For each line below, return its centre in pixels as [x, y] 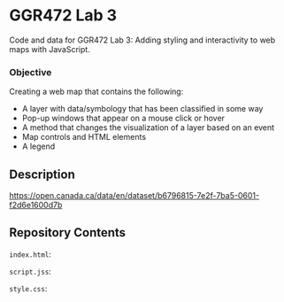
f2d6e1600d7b [36, 205]
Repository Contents [68, 232]
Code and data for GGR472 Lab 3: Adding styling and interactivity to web [142, 40]
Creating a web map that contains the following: [96, 92]
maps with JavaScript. [50, 49]
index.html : [30, 254]
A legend [38, 146]
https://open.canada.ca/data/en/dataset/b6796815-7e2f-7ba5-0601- [134, 196]
